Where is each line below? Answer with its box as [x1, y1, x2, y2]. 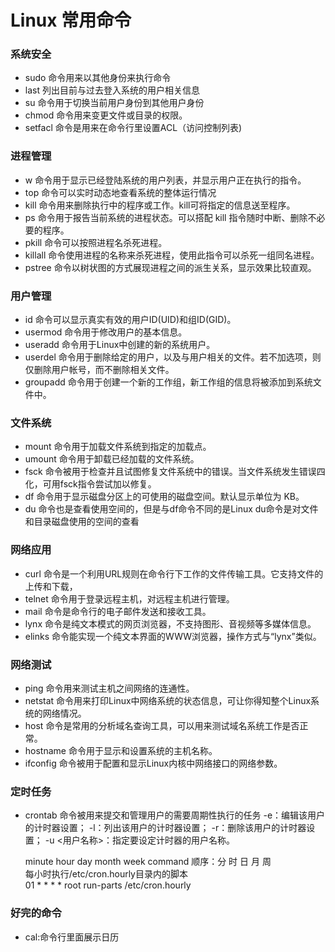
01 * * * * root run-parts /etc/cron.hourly [24, 879, 192, 891]
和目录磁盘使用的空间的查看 [24, 516, 140, 528]
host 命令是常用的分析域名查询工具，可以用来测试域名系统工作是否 [24, 719, 300, 731]
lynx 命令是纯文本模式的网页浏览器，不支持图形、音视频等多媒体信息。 [24, 617, 317, 630]
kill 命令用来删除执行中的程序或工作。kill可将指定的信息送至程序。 [24, 199, 296, 211]
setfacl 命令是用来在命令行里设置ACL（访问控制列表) [24, 122, 243, 134]
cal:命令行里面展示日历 [24, 931, 120, 943]
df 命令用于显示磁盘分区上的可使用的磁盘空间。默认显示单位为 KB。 [24, 491, 305, 503]
